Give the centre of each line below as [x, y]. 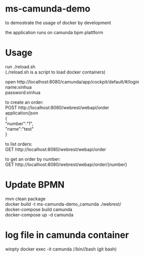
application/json [22, 113]
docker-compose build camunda [39, 209]
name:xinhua [18, 87]
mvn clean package [25, 199]
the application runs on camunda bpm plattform [54, 32]
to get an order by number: [33, 159]
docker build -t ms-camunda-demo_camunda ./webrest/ [63, 204]
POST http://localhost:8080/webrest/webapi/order [57, 107]
